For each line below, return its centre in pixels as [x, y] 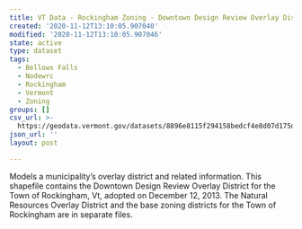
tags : [19, 59]
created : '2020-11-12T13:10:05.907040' [84, 26]
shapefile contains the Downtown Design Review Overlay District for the [142, 186]
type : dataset [36, 51]
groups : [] [30, 110]
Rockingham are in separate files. [71, 214]
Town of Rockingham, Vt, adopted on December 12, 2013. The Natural [138, 195]
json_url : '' [34, 135]
